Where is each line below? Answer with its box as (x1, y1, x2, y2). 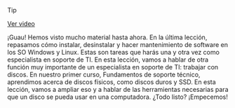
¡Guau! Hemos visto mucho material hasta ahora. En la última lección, (7, 33, 208, 41)
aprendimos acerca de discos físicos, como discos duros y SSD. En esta (7, 78, 216, 86)
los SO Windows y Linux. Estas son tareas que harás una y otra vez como (7, 48, 220, 56)
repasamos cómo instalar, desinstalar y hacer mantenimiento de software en (7, 41, 228, 48)
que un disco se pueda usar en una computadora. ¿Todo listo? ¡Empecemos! (7, 93, 228, 101)
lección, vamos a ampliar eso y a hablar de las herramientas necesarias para (7, 86, 229, 93)
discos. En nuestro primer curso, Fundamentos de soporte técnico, (7, 70, 201, 79)
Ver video (7, 20, 35, 27)
